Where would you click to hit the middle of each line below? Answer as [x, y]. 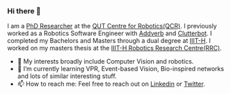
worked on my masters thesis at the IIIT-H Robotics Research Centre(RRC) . [115, 48]
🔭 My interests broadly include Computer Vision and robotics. [105, 62]
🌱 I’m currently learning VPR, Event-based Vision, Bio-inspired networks [121, 69]
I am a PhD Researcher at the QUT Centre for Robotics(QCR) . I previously [112, 26]
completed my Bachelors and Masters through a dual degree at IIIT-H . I [109, 41]
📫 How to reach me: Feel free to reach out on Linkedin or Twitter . [111, 84]
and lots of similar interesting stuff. [67, 76]
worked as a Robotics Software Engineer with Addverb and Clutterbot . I [110, 33]
